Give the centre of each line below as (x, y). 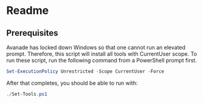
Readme (28, 11)
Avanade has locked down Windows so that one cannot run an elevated (96, 47)
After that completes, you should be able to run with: (72, 83)
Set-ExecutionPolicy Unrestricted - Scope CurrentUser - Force (85, 71)
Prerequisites (32, 33)
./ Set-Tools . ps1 (27, 94)
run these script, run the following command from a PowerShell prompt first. (102, 60)
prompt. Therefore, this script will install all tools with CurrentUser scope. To (102, 54)
